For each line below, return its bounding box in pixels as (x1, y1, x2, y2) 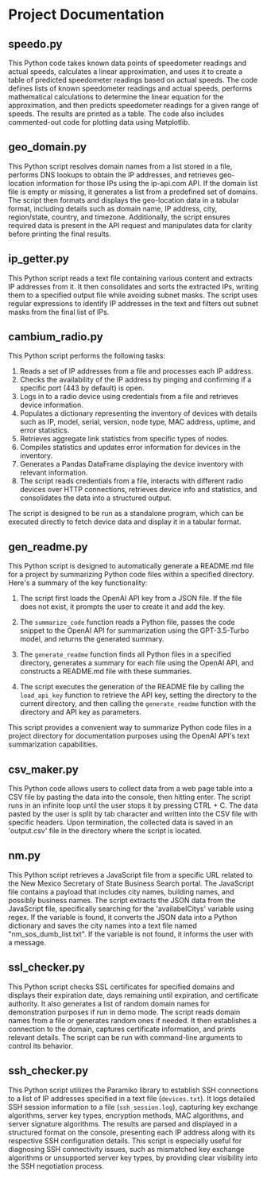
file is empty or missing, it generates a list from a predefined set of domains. (8, 187, 258, 196)
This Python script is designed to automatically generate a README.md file (8, 561, 254, 571)
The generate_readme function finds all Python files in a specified (19, 650, 232, 659)
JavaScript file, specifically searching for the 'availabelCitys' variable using (8, 904, 254, 913)
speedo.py (8, 37, 63, 51)
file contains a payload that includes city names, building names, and (8, 886, 234, 896)
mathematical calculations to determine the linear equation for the (8, 92, 224, 101)
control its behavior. (8, 1041, 73, 1050)
